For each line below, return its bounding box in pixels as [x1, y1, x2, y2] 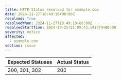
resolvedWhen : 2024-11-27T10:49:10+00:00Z [5, 20, 92, 26]
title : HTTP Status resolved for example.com [5, 7, 99, 12]
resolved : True [5, 16, 36, 21]
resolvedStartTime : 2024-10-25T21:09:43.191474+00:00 [5, 25, 117, 30]
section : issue [5, 43, 36, 48]
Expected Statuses [7, 59, 52, 65]
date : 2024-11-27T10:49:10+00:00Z [5, 12, 75, 16]
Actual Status [56, 59, 89, 65]
